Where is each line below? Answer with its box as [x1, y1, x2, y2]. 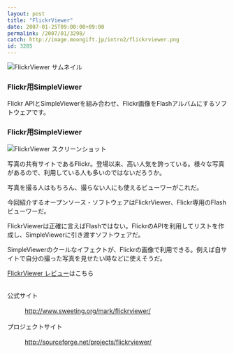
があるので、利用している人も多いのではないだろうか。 [7, 168, 166, 176]
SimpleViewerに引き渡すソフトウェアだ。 [25, 230, 145, 239]
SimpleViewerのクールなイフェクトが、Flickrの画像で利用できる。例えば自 [7, 245, 221, 254]
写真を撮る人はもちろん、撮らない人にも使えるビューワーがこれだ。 [7, 183, 203, 191]
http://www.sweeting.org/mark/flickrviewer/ [24, 306, 152, 315]
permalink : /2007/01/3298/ [7, 29, 86, 37]
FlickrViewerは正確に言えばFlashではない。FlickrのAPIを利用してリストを [7, 221, 219, 230]
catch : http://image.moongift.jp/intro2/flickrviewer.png [7, 36, 180, 43]
